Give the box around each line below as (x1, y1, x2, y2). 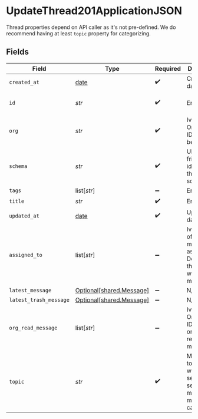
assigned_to (9, 252, 43, 258)
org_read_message (9, 324, 58, 331)
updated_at (9, 212, 39, 219)
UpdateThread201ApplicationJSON (6, 4, 183, 18)
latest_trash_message (9, 296, 70, 303)
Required (155, 64, 181, 72)
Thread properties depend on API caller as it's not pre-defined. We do (6, 24, 176, 31)
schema (9, 163, 28, 169)
